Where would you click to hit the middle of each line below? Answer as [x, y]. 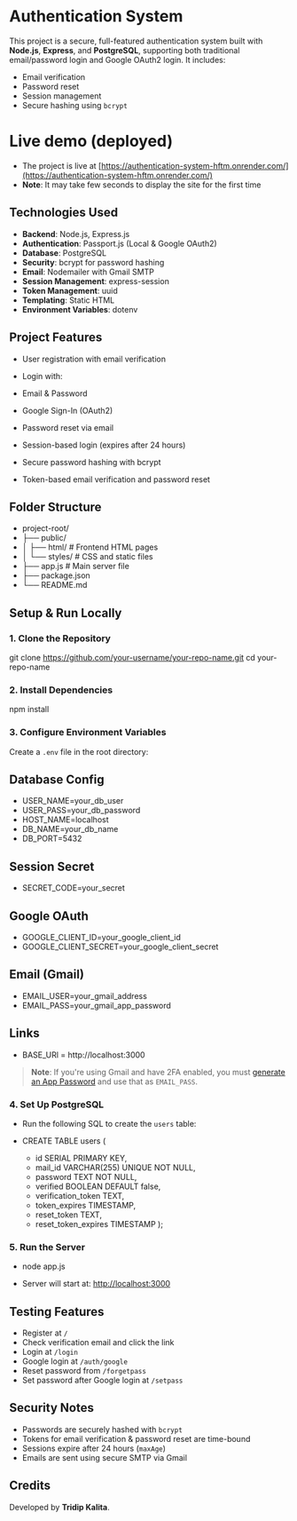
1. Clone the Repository [60, 638]
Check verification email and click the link [98, 1343]
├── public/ [44, 538]
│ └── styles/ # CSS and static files [87, 557]
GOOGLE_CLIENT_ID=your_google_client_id [102, 938]
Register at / [45, 1333]
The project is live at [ [62, 165]
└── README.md [55, 585]
